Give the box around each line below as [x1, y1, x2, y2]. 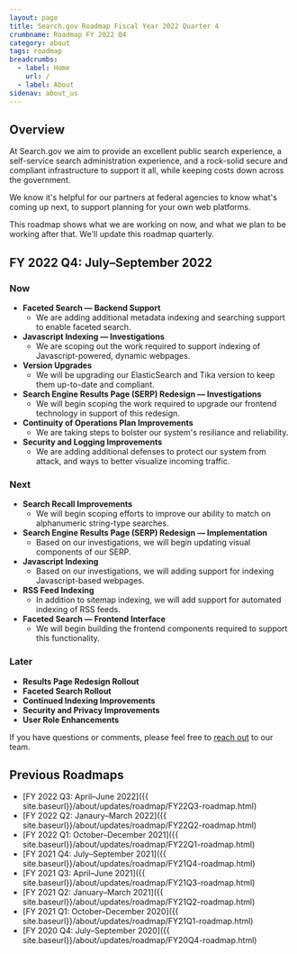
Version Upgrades [22, 360, 93, 371]
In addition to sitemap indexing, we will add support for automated [35, 594, 282, 605]
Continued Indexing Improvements [22, 695, 156, 706]
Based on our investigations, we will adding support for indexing [35, 565, 274, 577]
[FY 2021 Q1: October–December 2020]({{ [22, 906, 179, 917]
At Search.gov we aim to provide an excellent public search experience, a [9, 146, 282, 157]
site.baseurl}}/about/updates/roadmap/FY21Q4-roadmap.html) [22, 858, 256, 869]
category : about [9, 38, 70, 48]
